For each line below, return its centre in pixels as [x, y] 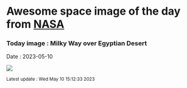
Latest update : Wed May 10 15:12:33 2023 [51, 79]
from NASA [35, 24]
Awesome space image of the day [94, 11]
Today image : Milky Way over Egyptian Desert [77, 43]
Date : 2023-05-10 [30, 57]
